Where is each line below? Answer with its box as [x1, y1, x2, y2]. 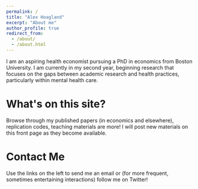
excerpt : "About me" [6, 19, 57, 25]
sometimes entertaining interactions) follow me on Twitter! [6, 175, 148, 183]
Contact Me [6, 150, 65, 163]
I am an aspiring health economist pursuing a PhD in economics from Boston [6, 57, 193, 65]
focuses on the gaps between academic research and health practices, [6, 70, 180, 77]
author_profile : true [6, 25, 60, 31]
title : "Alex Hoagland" [6, 14, 65, 20]
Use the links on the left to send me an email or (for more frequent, [6, 170, 168, 177]
